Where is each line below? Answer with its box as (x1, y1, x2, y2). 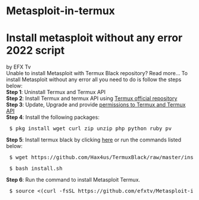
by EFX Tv (6, 63, 31, 70)
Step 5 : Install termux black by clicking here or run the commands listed (6, 136, 182, 143)
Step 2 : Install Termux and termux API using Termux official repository (6, 95, 178, 102)
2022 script (6, 44, 65, 57)
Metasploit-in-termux (6, 4, 115, 18)
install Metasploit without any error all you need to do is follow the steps (6, 76, 182, 83)
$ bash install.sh (9, 165, 63, 172)
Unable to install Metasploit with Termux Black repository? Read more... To (6, 70, 188, 77)
